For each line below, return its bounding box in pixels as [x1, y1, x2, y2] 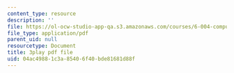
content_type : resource [7, 10, 77, 17]
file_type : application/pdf [7, 29, 89, 37]
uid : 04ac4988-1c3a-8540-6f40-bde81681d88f [7, 56, 136, 63]
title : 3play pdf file [7, 49, 73, 56]
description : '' [7, 17, 54, 24]
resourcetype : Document [7, 42, 77, 49]
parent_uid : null [7, 36, 58, 43]
